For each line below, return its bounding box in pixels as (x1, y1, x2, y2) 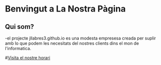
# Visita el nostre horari (5, 55, 51, 61)
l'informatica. (5, 46, 31, 51)
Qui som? (5, 23, 34, 31)
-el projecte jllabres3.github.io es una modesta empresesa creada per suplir (5, 35, 156, 41)
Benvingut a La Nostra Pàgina (5, 3, 126, 14)
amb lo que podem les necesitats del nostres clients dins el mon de (5, 40, 139, 46)
